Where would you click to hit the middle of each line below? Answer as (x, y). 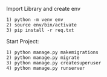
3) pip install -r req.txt (40, 30)
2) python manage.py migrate (43, 58)
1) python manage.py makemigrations (52, 52)
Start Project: (23, 41)
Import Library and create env (43, 9)
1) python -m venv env (35, 20)
